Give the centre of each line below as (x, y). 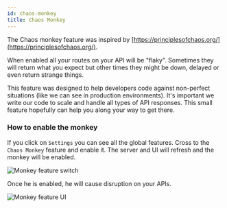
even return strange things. (46, 74)
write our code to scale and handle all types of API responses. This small (110, 102)
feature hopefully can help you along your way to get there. (91, 110)
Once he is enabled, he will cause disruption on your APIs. (89, 183)
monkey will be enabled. (41, 157)
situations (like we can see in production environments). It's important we (111, 95)
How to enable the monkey (52, 128)
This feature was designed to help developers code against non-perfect (109, 88)
